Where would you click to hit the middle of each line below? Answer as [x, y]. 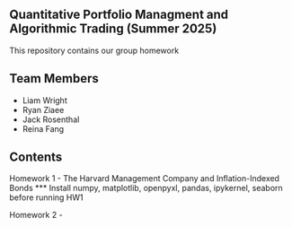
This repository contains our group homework [94, 50]
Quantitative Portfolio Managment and [119, 15]
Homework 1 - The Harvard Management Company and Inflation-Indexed [145, 179]
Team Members [54, 79]
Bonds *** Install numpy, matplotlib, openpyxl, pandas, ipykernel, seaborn [146, 188]
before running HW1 [46, 197]
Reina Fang [43, 128]
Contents [36, 157]
